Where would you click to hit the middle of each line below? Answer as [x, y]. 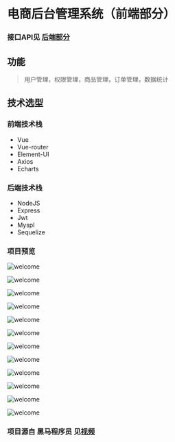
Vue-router [33, 147]
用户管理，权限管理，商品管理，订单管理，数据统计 [96, 79]
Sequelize [31, 232]
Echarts [28, 169]
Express [28, 210]
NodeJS [28, 203]
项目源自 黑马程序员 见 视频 [51, 432]
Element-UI [33, 154]
